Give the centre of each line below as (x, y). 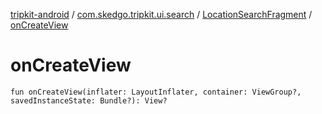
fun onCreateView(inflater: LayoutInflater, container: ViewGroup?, (156, 92)
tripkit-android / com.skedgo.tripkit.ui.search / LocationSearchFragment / (161, 14)
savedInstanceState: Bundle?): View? (89, 100)
